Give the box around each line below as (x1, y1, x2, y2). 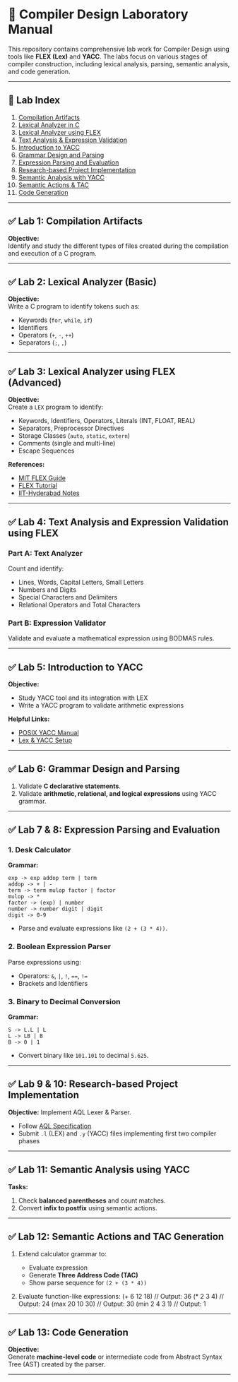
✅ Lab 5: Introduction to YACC (8, 661, 143, 673)
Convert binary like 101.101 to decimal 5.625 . (18, 1052, 149, 1060)
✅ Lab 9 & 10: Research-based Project (8, 1078, 179, 1090)
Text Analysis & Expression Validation (18, 136, 128, 144)
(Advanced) (8, 376, 62, 388)
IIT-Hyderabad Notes (18, 489, 80, 497)
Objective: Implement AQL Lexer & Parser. (8, 1108, 131, 1116)
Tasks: (8, 1182, 28, 1191)
